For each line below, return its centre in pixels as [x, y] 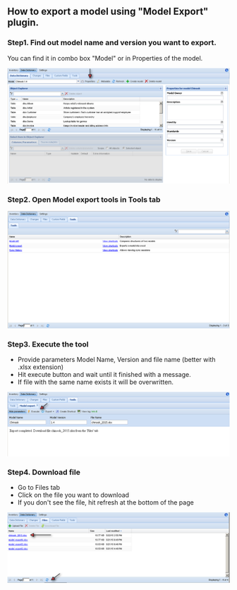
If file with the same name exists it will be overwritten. [96, 382]
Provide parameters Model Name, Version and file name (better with [116, 359]
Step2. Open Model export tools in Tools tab [84, 199]
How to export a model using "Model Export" [108, 12]
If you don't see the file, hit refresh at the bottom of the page [105, 502]
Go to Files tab [38, 487]
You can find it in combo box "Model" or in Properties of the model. [105, 58]
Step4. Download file [44, 472]
